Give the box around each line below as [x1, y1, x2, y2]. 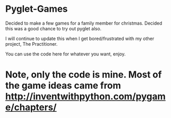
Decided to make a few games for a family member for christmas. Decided [5, 20, 162, 26]
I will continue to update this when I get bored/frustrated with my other [5, 35, 155, 42]
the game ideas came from [5, 80, 121, 91]
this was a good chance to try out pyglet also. [5, 25, 101, 31]
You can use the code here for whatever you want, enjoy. [5, 51, 126, 57]
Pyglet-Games [5, 3, 68, 15]
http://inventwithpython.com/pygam [5, 91, 166, 103]
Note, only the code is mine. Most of [5, 69, 162, 81]
